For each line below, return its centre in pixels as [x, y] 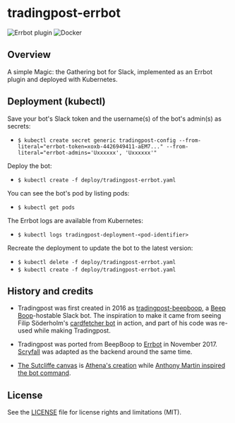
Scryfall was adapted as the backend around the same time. [105, 352]
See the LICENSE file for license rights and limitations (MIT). [95, 412]
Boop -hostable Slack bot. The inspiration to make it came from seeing [119, 316]
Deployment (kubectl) [56, 101]
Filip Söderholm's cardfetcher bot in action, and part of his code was [117, 323]
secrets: [19, 126]
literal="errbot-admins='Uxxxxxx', [70, 153]
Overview [29, 55]
